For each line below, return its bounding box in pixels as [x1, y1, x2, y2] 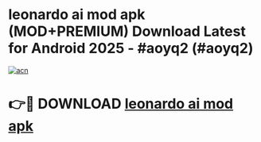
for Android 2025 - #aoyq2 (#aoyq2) [8, 40, 254, 57]
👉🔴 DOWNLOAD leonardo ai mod [8, 95, 234, 113]
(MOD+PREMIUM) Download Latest [8, 22, 247, 40]
